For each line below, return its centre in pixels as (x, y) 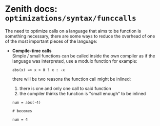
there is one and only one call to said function (65, 88)
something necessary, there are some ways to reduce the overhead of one (80, 36)
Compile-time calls (32, 51)
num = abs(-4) (26, 102)
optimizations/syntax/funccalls (71, 18)
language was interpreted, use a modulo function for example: (75, 61)
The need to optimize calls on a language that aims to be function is (73, 31)
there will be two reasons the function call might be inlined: (71, 79)
